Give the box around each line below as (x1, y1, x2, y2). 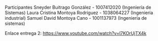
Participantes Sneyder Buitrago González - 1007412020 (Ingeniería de (5, 5, 151, 10)
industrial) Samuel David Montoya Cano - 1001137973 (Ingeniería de (5, 15, 147, 21)
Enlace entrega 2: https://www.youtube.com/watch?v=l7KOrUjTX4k (5, 30, 147, 36)
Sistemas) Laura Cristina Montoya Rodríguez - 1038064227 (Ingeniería (5, 10, 153, 16)
